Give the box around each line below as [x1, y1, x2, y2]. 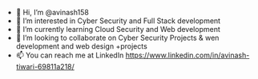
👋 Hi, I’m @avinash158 [15, 8, 90, 17]
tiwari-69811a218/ [15, 62, 75, 71]
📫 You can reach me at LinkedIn [15, 50, 124, 60]
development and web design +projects [15, 41, 148, 51]
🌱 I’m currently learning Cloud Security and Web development [15, 25, 220, 34]
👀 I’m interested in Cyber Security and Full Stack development [15, 16, 221, 26]
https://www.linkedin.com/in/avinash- [125, 50, 250, 60]
